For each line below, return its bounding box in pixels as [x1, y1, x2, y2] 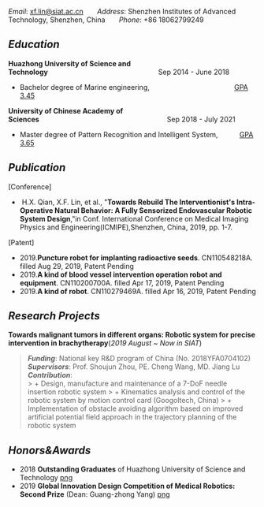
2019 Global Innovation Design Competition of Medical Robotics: [19, 481, 236, 491]
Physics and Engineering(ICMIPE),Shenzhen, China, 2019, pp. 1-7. [19, 222, 232, 232]
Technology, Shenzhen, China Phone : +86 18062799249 [8, 15, 204, 24]
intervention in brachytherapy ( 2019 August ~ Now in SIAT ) [8, 338, 203, 348]
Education [8, 38, 61, 51]
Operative [19, 205, 54, 215]
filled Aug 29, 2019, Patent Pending [19, 261, 134, 270]
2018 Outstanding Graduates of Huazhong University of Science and [19, 464, 246, 474]
